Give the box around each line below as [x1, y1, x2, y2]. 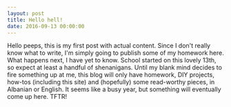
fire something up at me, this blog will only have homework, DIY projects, [7, 71, 215, 79]
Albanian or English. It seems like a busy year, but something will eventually [7, 85, 222, 93]
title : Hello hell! [7, 16, 63, 23]
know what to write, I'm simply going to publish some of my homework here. [7, 49, 224, 57]
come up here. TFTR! [7, 93, 68, 101]
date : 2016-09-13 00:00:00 [7, 23, 85, 29]
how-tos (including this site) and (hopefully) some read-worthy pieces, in [7, 78, 215, 86]
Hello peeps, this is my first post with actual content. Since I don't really [7, 42, 211, 50]
